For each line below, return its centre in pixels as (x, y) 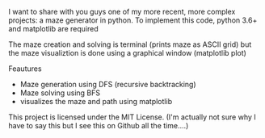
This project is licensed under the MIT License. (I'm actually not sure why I (132, 117)
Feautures (25, 69)
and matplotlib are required (53, 29)
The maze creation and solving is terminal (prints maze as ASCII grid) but (130, 44)
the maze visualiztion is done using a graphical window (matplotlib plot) (127, 53)
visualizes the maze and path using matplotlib (96, 101)
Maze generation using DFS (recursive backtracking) (108, 84)
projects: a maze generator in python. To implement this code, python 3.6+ (133, 20)
